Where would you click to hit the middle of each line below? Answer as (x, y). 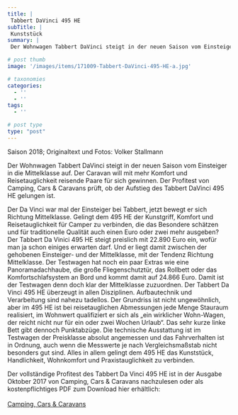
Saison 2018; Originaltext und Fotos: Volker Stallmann (85, 151)
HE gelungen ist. (31, 195)
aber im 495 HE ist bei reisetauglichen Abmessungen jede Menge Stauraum (118, 307)
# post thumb (27, 60)
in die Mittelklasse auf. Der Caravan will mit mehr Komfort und (97, 173)
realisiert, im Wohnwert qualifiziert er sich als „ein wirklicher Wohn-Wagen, (117, 315)
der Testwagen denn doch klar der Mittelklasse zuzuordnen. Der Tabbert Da (118, 284)
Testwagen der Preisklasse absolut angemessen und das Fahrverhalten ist (116, 337)
